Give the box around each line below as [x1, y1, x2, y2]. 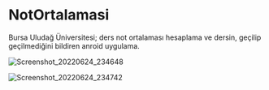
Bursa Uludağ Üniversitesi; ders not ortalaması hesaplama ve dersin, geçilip [8, 32, 262, 42]
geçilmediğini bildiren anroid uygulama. [8, 41, 140, 50]
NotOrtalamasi [8, 6, 110, 24]
